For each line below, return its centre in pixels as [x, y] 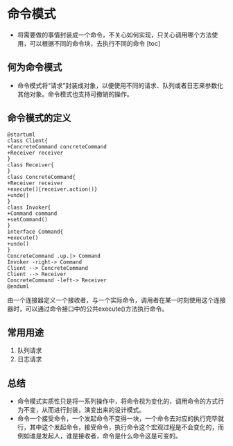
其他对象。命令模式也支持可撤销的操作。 [75, 94]
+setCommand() [28, 219]
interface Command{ [35, 232]
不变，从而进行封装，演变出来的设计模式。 [84, 410]
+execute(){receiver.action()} [52, 189]
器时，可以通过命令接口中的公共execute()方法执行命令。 [88, 309]
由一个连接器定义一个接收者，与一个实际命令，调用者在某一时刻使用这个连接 [116, 300]
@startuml [21, 135]
